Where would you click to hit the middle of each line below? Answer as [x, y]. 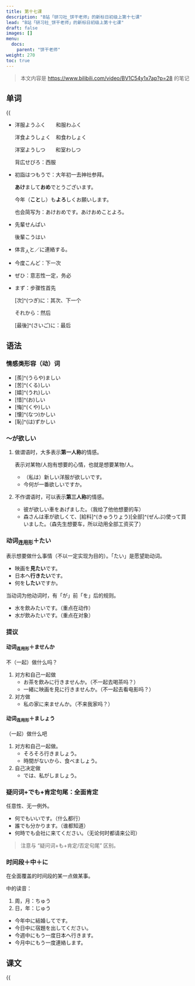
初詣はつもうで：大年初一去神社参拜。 [61, 175]
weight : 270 [20, 55]
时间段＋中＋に [27, 862]
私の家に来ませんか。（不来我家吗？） [68, 704]
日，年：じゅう [32, 908]
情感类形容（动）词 [33, 364]
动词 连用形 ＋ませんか [30, 648]
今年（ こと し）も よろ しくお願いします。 [63, 199]
